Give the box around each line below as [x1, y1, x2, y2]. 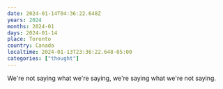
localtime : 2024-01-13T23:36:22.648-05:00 [7, 49, 132, 56]
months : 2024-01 [7, 23, 54, 30]
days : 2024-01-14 [7, 29, 58, 37]
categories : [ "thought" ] [7, 55, 79, 62]
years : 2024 [7, 17, 42, 23]
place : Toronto [7, 36, 52, 43]
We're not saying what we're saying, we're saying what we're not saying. [7, 74, 216, 82]
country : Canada [7, 42, 54, 49]
